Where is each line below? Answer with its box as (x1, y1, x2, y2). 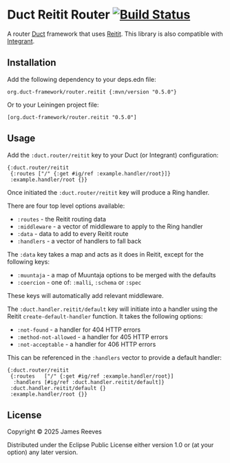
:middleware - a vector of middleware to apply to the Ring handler (17, 222, 203, 230)
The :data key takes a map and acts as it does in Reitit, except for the (7, 250, 205, 258)
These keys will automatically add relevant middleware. (7, 291, 164, 299)
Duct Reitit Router (7, 7, 110, 23)
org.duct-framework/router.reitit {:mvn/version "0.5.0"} (7, 88, 177, 96)
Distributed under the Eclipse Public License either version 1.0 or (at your (7, 441, 214, 449)
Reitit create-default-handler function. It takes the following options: (7, 312, 203, 320)
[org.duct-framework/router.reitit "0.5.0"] (7, 114, 137, 120)
